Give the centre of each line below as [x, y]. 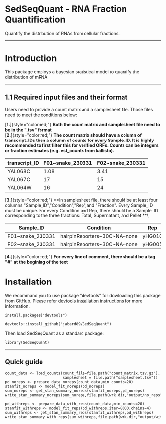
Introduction [31, 58]
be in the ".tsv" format [28, 130]
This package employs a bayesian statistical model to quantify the [72, 72]
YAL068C [19, 171]
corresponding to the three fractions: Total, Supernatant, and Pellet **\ [77, 215]
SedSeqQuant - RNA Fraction [66, 9]
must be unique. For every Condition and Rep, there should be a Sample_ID [82, 210]
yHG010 [152, 236]
